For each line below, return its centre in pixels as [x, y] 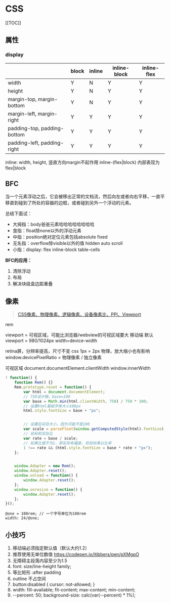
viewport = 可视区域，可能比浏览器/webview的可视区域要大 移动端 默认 [79, 335]
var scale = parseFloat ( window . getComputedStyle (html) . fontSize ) [94, 429]
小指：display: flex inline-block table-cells [56, 250]
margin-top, [22, 99]
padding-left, [24, 143]
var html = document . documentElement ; [64, 392]
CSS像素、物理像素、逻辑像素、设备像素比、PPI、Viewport [79, 315]
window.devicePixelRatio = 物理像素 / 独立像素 [54, 358]
